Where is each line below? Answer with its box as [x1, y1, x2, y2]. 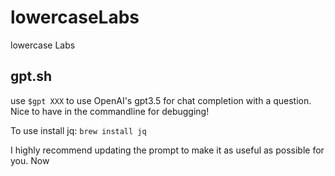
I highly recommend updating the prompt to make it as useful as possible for [10, 144, 325, 156]
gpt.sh [10, 68, 53, 85]
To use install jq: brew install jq [10, 124, 147, 136]
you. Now [10, 154, 50, 166]
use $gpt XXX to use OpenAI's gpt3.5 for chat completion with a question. [10, 94, 312, 106]
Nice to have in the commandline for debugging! [10, 105, 210, 117]
